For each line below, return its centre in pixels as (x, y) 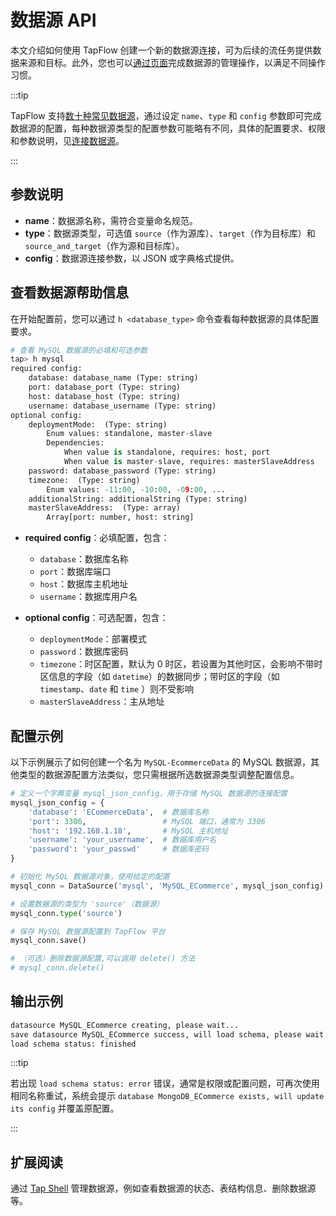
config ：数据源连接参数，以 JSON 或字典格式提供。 (132, 258)
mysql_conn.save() (48, 941)
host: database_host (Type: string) (105, 396)
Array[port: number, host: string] (120, 517)
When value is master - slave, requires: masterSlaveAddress (189, 462)
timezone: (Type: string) (84, 480)
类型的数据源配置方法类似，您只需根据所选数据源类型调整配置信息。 (159, 774)
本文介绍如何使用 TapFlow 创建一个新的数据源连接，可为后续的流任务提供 (161, 50)
